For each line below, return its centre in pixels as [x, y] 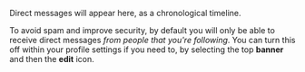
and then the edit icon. [52, 59]
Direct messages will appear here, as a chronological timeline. [125, 13]
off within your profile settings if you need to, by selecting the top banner [147, 49]
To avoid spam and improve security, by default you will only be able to [142, 30]
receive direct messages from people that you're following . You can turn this [152, 40]
